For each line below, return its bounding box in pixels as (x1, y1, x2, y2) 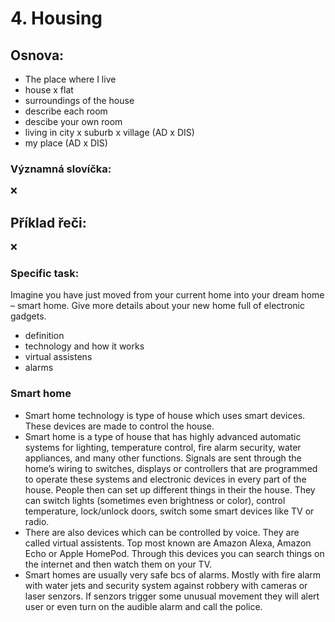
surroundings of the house (24, 95, 135, 106)
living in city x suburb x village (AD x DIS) (24, 127, 195, 138)
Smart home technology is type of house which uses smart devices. (24, 409, 306, 421)
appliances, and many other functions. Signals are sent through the (24, 452, 302, 464)
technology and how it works (24, 340, 145, 352)
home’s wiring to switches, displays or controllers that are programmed (24, 462, 318, 474)
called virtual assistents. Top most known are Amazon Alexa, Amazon (24, 537, 312, 549)
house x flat (24, 84, 74, 96)
